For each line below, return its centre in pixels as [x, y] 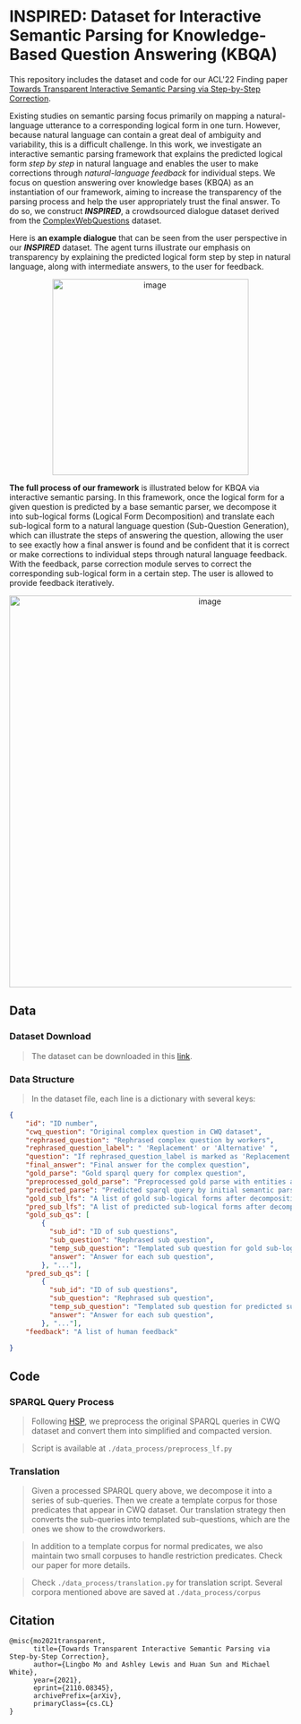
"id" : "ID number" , [62, 1123]
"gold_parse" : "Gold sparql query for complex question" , [136, 1174]
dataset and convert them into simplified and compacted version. [151, 1430]
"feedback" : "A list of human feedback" [102, 1332]
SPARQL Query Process [62, 1401]
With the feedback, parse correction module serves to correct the [131, 564]
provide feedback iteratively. [62, 582]
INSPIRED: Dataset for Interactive [135, 17]
